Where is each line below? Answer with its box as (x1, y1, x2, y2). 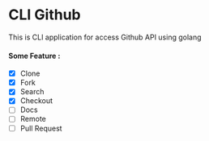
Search (19, 87, 45, 97)
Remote (19, 114, 47, 124)
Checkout (19, 96, 53, 106)
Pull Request (19, 123, 62, 133)
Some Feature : (8, 51, 61, 60)
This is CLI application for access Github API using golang (8, 32, 202, 42)
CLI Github (8, 6, 81, 24)
